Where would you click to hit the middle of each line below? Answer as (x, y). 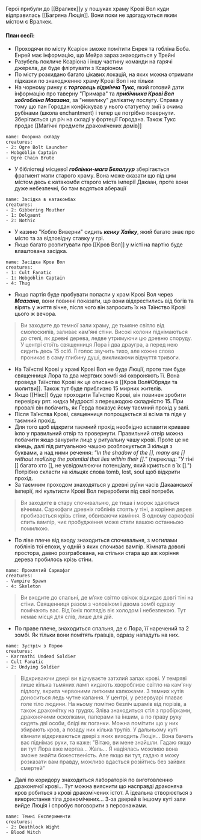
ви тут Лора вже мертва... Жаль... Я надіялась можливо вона (99, 749)
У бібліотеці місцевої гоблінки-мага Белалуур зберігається (92, 169)
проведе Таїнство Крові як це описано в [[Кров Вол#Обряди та (96, 382)
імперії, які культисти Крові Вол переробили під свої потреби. (94, 491)
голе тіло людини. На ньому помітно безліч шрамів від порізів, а (104, 704)
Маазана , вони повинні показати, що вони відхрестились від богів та (104, 301)
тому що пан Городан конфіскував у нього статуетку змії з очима (98, 107)
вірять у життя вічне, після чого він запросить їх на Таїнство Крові (100, 307)
